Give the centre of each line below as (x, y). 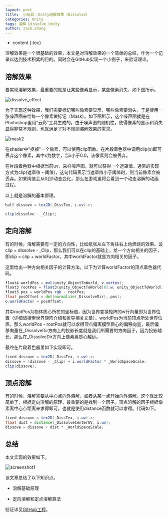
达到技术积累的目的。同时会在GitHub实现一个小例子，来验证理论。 (82, 59)
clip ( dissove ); (21, 366)
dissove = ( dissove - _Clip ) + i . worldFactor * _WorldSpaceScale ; (76, 361)
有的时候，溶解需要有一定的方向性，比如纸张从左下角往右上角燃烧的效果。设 (84, 244)
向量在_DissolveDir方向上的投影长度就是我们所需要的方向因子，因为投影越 (86, 330)
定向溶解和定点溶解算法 (36, 498)
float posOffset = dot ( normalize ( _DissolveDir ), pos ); (63, 297)
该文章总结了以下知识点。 (31, 477)
